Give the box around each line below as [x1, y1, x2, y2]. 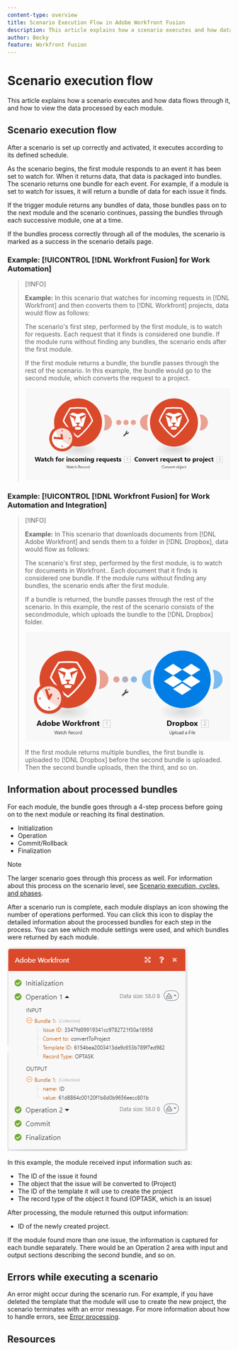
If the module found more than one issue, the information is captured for [7, 1235, 218, 1244]
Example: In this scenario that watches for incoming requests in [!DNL [24, 294, 230, 302]
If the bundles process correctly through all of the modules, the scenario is [7, 229, 225, 238]
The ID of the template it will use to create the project [17, 1187, 174, 1195]
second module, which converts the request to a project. [24, 374, 191, 382]
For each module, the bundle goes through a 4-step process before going [7, 802, 223, 811]
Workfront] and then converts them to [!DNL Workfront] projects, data [24, 301, 229, 310]
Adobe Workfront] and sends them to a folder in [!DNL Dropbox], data [24, 538, 229, 546]
